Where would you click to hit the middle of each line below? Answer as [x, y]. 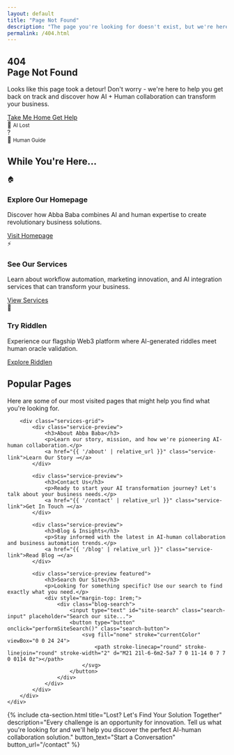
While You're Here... [52, 162]
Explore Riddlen [30, 362]
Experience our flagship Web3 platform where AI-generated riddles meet [112, 341]
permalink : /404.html [39, 33]
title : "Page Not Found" [43, 20]
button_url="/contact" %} [44, 745]
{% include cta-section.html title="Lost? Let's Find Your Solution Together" [115, 715]
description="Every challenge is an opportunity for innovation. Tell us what [115, 722]
